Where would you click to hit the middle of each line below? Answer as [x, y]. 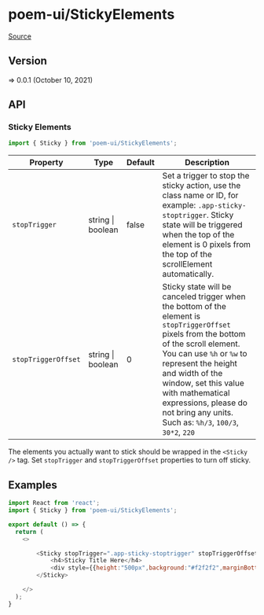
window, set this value [203, 383]
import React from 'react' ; [54, 503]
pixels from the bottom [204, 334]
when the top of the [198, 235]
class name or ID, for [200, 196]
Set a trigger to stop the [206, 176]
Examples [33, 485]
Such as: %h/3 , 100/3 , [201, 422]
